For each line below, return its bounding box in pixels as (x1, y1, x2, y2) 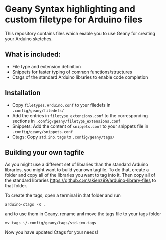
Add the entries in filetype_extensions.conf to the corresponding (12, 112, 148, 118)
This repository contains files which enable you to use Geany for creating (5, 30, 156, 36)
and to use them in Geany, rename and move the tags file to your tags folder (5, 211, 161, 217)
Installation (5, 89, 41, 97)
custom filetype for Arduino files (5, 14, 143, 25)
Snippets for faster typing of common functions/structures (12, 69, 133, 75)
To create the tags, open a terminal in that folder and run (5, 192, 121, 198)
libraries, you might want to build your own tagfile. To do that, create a (5, 167, 149, 173)
